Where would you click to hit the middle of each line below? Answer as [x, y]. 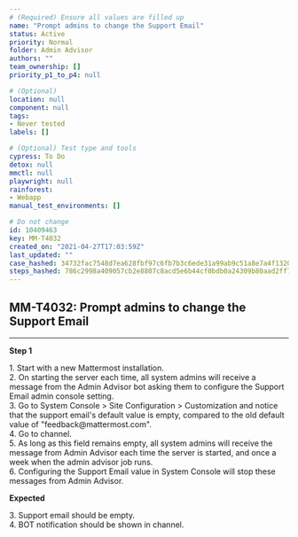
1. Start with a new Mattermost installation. [86, 368]
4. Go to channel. [41, 433]
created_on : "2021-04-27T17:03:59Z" [77, 246]
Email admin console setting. [62, 396]
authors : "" [31, 58]
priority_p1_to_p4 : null [55, 75]
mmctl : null [31, 173]
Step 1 [21, 350]
